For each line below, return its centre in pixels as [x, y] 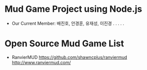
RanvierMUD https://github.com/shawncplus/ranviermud [69, 57]
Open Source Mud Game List [64, 44]
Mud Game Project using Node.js [73, 9]
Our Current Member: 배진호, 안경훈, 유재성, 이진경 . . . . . [68, 23]
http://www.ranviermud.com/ [41, 62]
